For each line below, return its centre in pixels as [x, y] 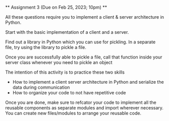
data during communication [41, 87]
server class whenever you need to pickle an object [59, 62]
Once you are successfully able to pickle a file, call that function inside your [84, 57]
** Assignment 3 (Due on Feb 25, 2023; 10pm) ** [56, 7]
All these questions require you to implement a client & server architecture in [85, 17]
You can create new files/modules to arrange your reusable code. [73, 113]
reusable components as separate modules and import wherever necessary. [84, 108]
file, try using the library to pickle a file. [46, 47]
